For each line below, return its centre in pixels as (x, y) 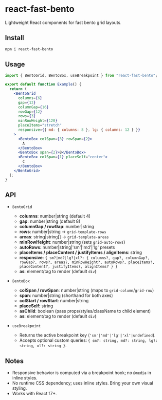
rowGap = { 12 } (30, 112)
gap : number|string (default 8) (50, 221)
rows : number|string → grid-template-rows (63, 232)
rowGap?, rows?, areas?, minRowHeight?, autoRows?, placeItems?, (87, 262)
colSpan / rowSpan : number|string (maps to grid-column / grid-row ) (87, 290)
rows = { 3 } (27, 116)
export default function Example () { (43, 84)
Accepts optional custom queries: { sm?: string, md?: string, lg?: (89, 340)
